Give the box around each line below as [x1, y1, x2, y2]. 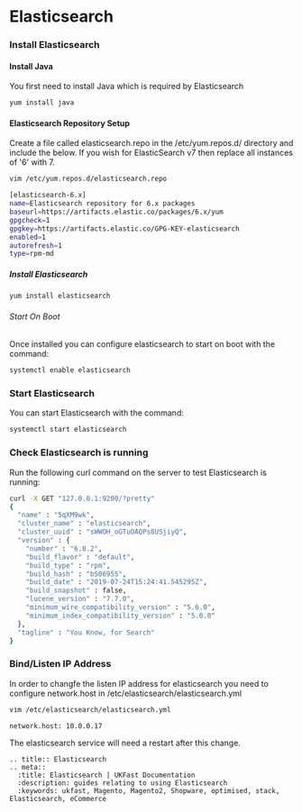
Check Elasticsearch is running [9, 446, 149, 459]
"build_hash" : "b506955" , [25, 570, 127, 579]
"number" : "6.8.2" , [25, 543, 103, 553]
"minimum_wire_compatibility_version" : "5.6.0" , [25, 603, 216, 612]
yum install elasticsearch [9, 291, 111, 301]
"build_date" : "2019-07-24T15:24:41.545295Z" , [25, 578, 207, 587]
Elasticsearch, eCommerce [9, 795, 106, 804]
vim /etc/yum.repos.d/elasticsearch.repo [9, 174, 168, 184]
